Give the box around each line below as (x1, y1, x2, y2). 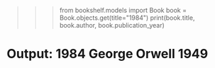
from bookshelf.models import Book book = (59, 6, 187, 14)
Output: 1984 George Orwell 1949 (6, 46, 209, 62)
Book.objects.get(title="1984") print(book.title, (59, 13, 195, 22)
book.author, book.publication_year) (59, 21, 165, 29)
